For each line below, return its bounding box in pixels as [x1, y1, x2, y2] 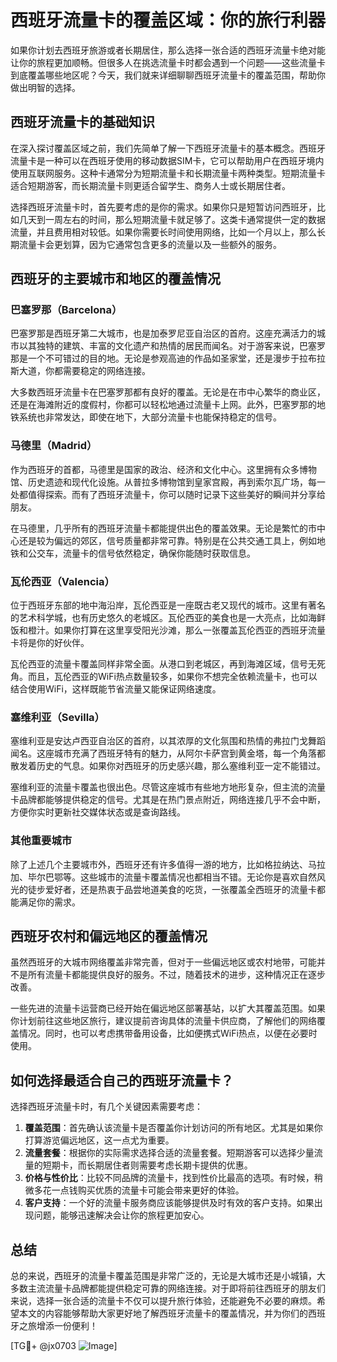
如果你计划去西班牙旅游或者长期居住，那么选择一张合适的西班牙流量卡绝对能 [10, 44, 326, 56]
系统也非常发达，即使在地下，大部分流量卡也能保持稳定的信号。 [18, 411, 282, 423]
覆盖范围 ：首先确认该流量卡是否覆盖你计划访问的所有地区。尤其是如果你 [24, 1122, 323, 1134]
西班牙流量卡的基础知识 [10, 114, 155, 131]
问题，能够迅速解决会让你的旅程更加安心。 [33, 1209, 210, 1221]
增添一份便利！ [36, 1320, 98, 1332]
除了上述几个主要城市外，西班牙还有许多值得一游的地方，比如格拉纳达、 [10, 858, 308, 870]
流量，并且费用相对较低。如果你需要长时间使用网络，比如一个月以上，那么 [10, 226, 317, 238]
